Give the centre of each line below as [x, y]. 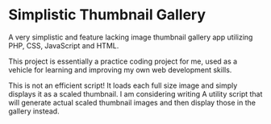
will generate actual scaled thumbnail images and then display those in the [132, 102]
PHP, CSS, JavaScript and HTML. [64, 45]
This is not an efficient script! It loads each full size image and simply [123, 85]
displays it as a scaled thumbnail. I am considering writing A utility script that [135, 93]
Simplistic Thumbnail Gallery [107, 15]
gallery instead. [34, 111]
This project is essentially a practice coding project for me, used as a [123, 61]
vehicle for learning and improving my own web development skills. [120, 69]
